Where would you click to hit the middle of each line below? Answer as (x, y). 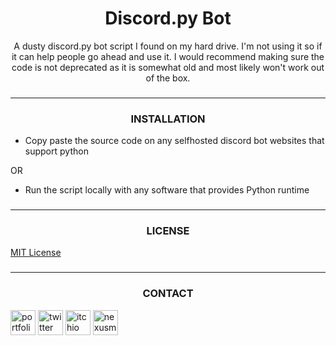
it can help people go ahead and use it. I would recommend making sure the (168, 56)
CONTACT (168, 294)
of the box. (168, 78)
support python (56, 151)
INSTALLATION (168, 119)
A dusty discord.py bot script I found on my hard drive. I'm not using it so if (168, 46)
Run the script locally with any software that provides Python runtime (167, 190)
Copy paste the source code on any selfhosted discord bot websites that (174, 141)
